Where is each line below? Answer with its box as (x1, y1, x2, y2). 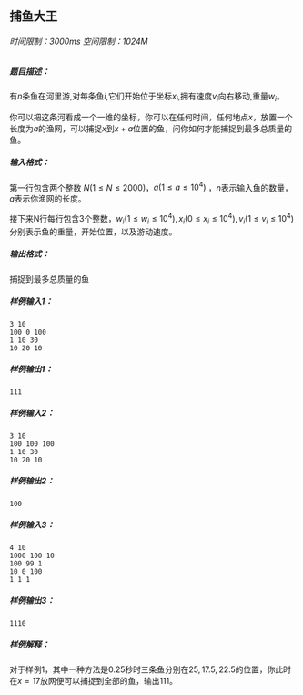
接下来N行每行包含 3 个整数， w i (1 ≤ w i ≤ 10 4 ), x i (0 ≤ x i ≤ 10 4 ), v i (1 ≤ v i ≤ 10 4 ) (9, 212, 294, 226)
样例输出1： (9, 364, 54, 375)
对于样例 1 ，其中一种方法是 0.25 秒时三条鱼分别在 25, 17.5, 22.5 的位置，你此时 (9, 664, 292, 675)
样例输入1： (9, 296, 54, 307)
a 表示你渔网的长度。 (9, 193, 86, 204)
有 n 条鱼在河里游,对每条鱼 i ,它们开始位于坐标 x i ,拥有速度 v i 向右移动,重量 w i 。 (9, 90, 285, 103)
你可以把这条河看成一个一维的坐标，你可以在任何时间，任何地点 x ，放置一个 (9, 111, 293, 122)
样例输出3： (9, 596, 56, 607)
